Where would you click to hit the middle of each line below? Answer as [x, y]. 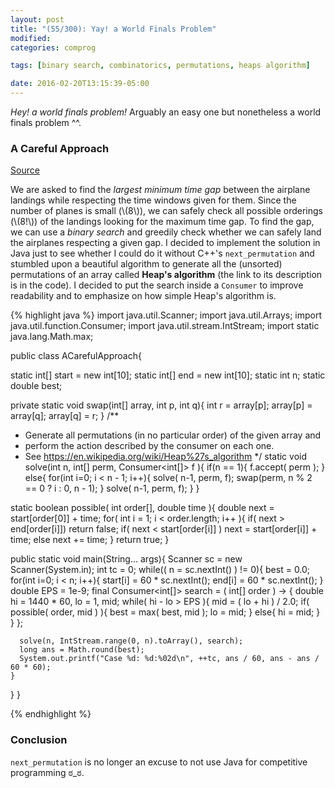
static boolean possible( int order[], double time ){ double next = [142, 508]
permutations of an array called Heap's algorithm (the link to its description [166, 275]
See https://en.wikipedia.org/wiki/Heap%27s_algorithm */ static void [166, 457]
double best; [36, 386]
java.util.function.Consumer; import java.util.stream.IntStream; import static [165, 326]
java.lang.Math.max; [52, 337]
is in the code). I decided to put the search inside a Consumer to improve [157, 285]
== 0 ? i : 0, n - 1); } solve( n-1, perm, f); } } [112, 488]
